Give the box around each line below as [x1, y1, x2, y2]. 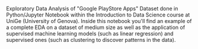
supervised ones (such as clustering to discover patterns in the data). [6, 37, 176, 43]
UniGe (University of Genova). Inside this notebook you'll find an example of [6, 18, 192, 24]
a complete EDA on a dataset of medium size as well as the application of [6, 24, 186, 31]
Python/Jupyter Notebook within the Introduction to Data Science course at [6, 11, 190, 18]
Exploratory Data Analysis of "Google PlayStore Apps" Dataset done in [6, 5, 178, 12]
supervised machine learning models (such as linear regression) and [6, 30, 174, 37]
